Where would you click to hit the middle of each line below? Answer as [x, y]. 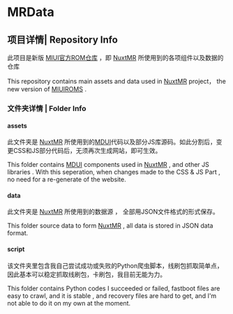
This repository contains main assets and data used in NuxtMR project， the [117, 81]
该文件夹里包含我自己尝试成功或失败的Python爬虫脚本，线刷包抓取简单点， [115, 265]
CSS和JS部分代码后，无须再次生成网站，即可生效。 [87, 151]
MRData [31, 12]
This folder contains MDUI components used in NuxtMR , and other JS [108, 165]
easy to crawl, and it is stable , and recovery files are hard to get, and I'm [112, 296]
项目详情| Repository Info [63, 39]
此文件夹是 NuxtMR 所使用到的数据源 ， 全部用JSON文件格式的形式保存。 [113, 212]
